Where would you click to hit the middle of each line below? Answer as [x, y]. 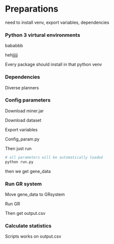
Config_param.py [22, 139]
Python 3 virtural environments [43, 35]
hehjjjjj [11, 55]
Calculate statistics [28, 226]
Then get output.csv [25, 213]
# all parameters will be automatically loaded [54, 157]
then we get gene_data [28, 171]
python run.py [19, 162]
